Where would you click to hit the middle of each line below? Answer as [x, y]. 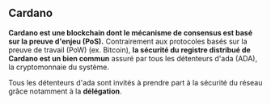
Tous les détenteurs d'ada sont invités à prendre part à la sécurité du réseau [135, 82]
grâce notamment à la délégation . [66, 91]
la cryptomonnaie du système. [59, 67]
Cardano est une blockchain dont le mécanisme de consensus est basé [131, 32]
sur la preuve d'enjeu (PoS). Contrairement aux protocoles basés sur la [128, 41]
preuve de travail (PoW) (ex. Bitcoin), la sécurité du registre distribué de [129, 50]
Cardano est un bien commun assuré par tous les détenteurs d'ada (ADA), [133, 58]
